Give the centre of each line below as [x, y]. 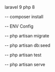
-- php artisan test [23, 55]
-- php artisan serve [25, 64]
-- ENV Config [19, 26]
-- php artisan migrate [27, 36]
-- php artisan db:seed [27, 45]
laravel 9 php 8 [20, 7]
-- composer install [24, 17]
